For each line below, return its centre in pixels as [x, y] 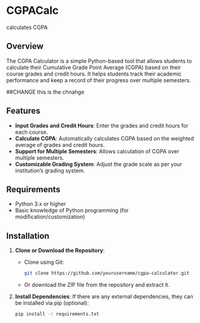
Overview [25, 46]
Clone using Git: [44, 262]
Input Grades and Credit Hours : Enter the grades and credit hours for [102, 125]
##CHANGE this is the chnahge [45, 92]
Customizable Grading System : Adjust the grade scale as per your [98, 164]
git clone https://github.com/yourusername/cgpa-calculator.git [107, 273]
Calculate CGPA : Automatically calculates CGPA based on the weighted [105, 138]
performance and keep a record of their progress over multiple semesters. [99, 80]
